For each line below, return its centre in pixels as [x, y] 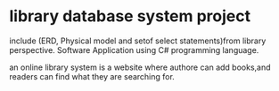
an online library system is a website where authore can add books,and [140, 67]
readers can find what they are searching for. [92, 76]
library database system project [130, 16]
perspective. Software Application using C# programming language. [134, 49]
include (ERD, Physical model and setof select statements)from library [138, 41]
